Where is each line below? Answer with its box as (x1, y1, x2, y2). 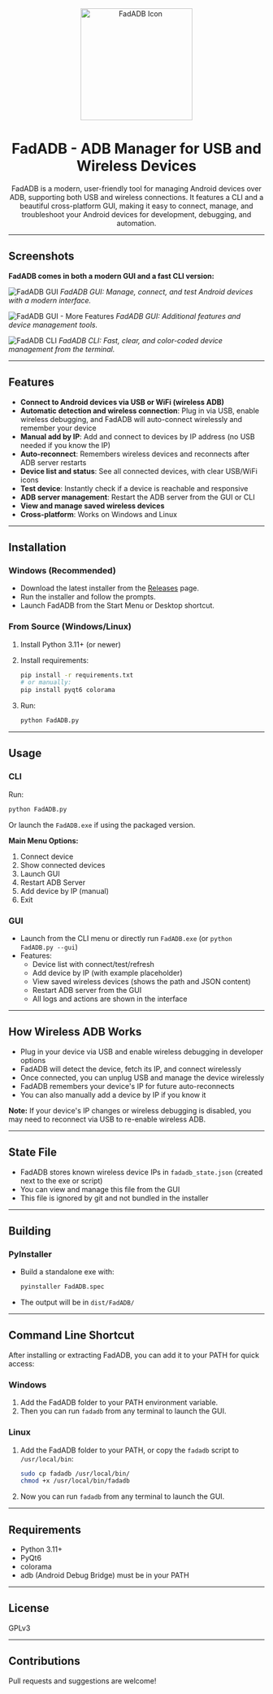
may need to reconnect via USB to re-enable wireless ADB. (8, 1114, 206, 1124)
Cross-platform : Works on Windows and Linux (19, 509, 177, 519)
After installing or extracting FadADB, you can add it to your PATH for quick (8, 1350, 260, 1360)
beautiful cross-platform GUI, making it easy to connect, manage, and (19, 201, 253, 211)
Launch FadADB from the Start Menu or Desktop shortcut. (19, 601, 215, 611)
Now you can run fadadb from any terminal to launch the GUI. (19, 1492, 225, 1501)
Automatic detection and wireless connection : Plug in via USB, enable (19, 406, 260, 416)
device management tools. (8, 320, 98, 329)
